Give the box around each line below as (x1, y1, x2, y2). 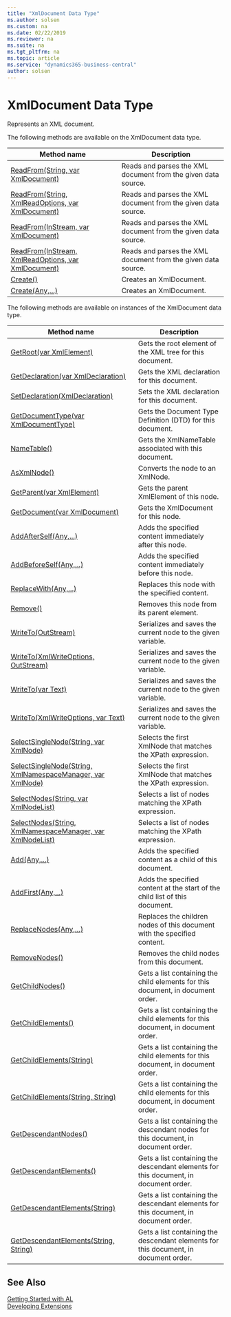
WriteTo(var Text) (10, 685, 67, 694)
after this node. (137, 540, 187, 550)
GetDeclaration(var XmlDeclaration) (10, 372, 126, 381)
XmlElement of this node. (137, 492, 219, 502)
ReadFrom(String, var (10, 166, 80, 175)
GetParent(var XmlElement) (10, 488, 100, 497)
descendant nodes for (137, 1125, 210, 1135)
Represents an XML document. (7, 120, 95, 128)
